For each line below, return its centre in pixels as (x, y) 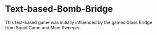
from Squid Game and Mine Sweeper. (43, 27)
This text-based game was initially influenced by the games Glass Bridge (79, 22)
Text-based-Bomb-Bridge (59, 9)
